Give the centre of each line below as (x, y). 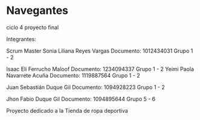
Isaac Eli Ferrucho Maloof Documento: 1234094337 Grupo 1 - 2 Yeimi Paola (100, 69)
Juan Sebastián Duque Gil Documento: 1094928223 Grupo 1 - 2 (85, 87)
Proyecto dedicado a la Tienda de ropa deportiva (67, 110)
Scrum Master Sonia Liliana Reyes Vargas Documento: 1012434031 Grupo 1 (100, 51)
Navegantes (37, 11)
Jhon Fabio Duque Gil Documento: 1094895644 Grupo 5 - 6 (81, 99)
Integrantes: (21, 39)
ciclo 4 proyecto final (33, 27)
